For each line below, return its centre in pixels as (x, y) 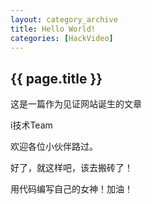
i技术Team (31, 125)
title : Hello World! (53, 29)
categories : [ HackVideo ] (62, 38)
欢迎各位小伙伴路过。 (54, 147)
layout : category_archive (64, 19)
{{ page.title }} (56, 78)
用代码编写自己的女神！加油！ (71, 189)
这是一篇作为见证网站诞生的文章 (76, 104)
